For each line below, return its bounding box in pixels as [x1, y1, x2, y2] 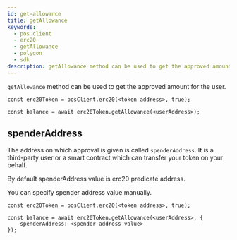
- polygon [13, 50, 42, 57]
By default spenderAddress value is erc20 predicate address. [7, 174, 186, 184]
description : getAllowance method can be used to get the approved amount [7, 63, 232, 70]
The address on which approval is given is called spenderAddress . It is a [7, 146, 214, 155]
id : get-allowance [7, 10, 61, 18]
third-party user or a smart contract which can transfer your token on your [7, 153, 224, 162]
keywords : [7, 23, 37, 30]
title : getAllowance [7, 17, 68, 24]
